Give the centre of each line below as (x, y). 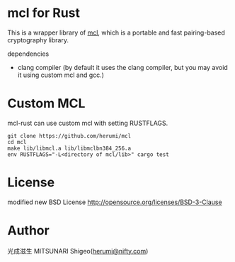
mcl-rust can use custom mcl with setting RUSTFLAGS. (88, 123)
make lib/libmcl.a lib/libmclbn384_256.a (69, 148)
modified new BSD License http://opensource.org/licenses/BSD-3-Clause (115, 202)
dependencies (28, 54)
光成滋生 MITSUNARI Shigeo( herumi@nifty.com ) (78, 251)
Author (28, 230)
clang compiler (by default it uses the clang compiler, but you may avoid (122, 67)
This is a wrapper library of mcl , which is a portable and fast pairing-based (116, 32)
